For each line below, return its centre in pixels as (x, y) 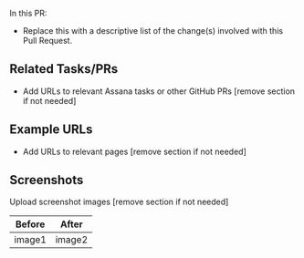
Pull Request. (47, 41)
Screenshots (47, 180)
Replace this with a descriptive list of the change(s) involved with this (153, 31)
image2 (72, 240)
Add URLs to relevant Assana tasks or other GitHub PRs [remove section (158, 91)
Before (30, 224)
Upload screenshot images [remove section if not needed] (119, 202)
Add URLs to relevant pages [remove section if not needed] (134, 151)
